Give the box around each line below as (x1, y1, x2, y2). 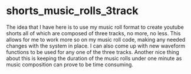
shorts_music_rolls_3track (6, 4, 139, 18)
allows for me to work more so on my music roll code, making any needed (6, 36, 186, 43)
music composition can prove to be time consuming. (6, 60, 134, 68)
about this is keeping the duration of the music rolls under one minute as (6, 55, 182, 62)
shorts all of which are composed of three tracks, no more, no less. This (6, 29, 181, 36)
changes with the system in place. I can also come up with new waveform (6, 42, 186, 49)
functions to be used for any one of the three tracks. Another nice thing (6, 48, 180, 55)
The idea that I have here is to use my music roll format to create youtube (6, 23, 184, 31)
